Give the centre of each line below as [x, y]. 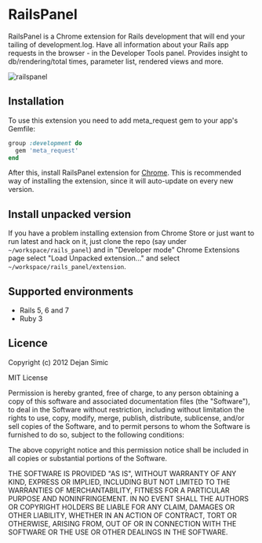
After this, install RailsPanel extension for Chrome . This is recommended [125, 173]
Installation [36, 101]
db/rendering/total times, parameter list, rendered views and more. [116, 61]
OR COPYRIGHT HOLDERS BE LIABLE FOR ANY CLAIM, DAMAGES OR [122, 507]
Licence [28, 344]
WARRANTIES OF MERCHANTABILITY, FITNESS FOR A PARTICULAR [119, 490]
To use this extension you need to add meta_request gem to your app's [123, 120]
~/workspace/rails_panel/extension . [67, 267]
